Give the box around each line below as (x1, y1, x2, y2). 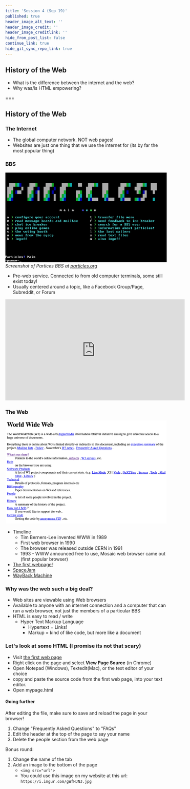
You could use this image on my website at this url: (20, 773, 128, 779)
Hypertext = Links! (28, 624, 68, 630)
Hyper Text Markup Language (20, 619, 84, 625)
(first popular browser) (20, 556, 68, 562)
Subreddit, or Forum (12, 289, 55, 295)
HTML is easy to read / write (12, 613, 73, 620)
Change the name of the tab (12, 756, 73, 762)
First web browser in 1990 (20, 540, 75, 546)
